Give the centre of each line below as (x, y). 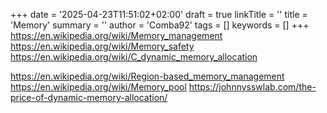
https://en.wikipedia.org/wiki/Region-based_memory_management (147, 76)
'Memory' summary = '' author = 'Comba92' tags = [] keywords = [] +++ (160, 25)
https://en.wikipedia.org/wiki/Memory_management (116, 35)
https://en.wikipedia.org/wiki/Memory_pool (98, 87)
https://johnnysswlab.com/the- (252, 87)
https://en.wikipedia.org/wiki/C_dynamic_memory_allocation (134, 57)
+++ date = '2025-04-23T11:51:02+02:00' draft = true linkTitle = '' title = (159, 14)
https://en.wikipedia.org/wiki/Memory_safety (102, 46)
